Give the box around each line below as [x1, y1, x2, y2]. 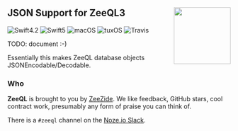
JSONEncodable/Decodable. [7, 61, 91, 69]
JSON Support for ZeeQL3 [7, 7, 126, 19]
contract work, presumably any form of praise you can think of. [7, 102, 192, 110]
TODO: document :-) [7, 40, 67, 48]
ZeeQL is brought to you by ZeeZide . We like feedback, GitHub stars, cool [7, 95, 223, 103]
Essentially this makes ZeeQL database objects [7, 53, 145, 62]
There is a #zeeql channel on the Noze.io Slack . [7, 116, 146, 125]
